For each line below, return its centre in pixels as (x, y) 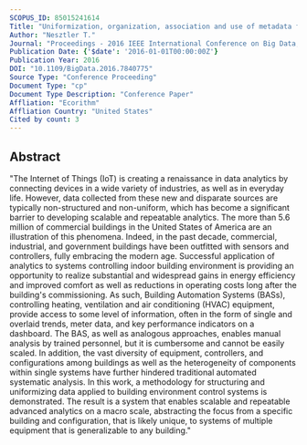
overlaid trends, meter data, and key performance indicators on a (132, 324)
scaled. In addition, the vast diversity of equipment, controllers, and (137, 353)
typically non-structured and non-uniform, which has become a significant (150, 207)
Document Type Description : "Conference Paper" (102, 94)
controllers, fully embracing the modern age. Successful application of (143, 255)
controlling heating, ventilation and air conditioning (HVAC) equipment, (143, 304)
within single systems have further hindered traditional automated (133, 372)
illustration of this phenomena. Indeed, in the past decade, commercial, (143, 236)
